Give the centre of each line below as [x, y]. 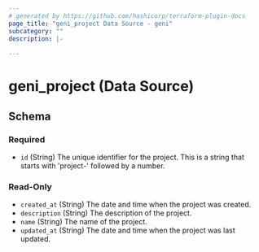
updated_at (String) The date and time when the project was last [128, 230]
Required [27, 139]
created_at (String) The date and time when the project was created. [136, 205]
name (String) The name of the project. [84, 222]
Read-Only [31, 186]
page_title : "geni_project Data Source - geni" [91, 24]
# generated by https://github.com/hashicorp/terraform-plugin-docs [127, 16]
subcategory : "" [36, 31]
